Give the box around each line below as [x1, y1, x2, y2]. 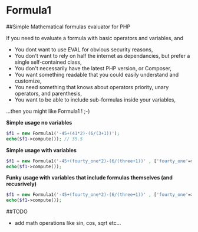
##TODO [6, 208, 28, 215]
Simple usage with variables [6, 146, 77, 153]
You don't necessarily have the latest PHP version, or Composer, [14, 64, 172, 71]
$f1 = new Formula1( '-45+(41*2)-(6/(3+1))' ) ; [6, 130, 120, 136]
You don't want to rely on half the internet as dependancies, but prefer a [14, 52, 190, 59]
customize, [14, 77, 42, 84]
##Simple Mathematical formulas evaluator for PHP [6, 23, 131, 30]
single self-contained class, [14, 58, 82, 66]
